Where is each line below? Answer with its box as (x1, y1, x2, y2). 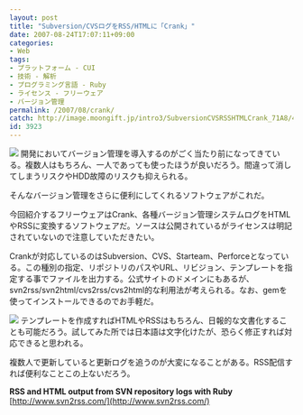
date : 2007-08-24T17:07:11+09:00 (9, 30, 135, 39)
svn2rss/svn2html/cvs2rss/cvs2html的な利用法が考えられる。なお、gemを (9, 285, 288, 295)
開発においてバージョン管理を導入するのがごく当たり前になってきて (20, 148, 273, 159)
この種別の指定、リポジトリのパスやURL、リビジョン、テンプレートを (24, 263, 286, 272)
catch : (9, 114, 34, 123)
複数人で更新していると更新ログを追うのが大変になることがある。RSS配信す (9, 357, 293, 367)
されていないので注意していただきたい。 (9, 232, 160, 242)
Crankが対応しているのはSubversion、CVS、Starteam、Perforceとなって (9, 251, 281, 262)
